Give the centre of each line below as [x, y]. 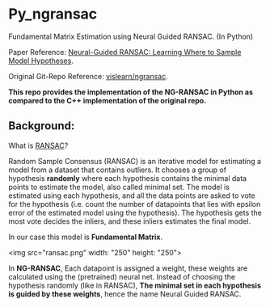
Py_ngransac [53, 14]
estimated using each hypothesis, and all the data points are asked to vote [132, 196]
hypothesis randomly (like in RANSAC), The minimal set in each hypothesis [135, 285]
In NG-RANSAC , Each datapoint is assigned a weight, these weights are [128, 268]
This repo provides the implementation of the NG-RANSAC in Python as [131, 92]
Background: [42, 126]
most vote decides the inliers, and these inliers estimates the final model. [130, 221]
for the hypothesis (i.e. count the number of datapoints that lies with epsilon [135, 204]
